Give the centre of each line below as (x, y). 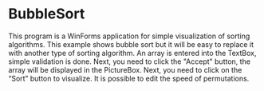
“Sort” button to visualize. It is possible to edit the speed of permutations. (129, 78)
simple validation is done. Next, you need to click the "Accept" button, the (130, 61)
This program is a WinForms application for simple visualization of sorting (129, 36)
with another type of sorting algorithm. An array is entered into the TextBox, (132, 53)
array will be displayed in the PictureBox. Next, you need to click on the (125, 69)
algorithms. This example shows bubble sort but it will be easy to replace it (131, 44)
